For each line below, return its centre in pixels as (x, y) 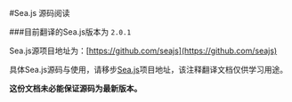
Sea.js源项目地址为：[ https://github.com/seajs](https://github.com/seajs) (143, 51)
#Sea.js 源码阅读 (40, 13)
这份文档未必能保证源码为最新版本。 (76, 88)
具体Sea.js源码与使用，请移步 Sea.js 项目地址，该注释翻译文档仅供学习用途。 (148, 70)
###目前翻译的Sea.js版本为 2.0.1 (70, 32)
